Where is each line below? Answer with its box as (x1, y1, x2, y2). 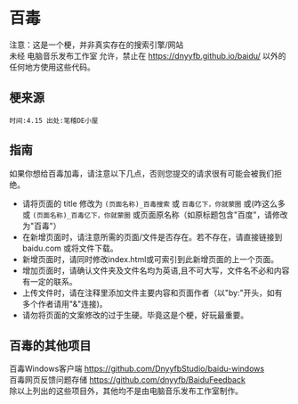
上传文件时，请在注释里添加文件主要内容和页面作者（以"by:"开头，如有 (21, 287, 283, 298)
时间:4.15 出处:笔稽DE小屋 (9, 116, 99, 125)
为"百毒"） (21, 220, 61, 231)
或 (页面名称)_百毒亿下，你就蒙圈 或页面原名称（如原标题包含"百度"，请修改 (21, 209, 288, 219)
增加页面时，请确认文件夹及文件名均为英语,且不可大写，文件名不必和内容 (21, 265, 290, 276)
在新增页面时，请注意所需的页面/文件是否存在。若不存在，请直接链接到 (21, 231, 283, 242)
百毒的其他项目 (9, 338, 92, 353)
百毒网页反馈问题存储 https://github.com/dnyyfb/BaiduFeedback (9, 375, 246, 385)
